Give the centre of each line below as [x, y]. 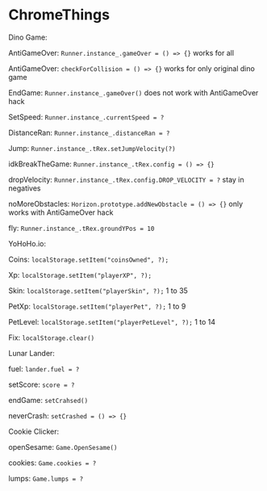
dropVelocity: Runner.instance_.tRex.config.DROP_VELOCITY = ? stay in [126, 179]
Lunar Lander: [31, 353]
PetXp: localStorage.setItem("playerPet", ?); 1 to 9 [97, 306]
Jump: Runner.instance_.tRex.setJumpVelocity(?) [92, 148]
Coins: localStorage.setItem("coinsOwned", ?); [89, 259]
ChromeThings [59, 15]
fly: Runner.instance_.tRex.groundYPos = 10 [81, 228]
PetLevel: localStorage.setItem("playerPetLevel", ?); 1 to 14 [112, 321]
